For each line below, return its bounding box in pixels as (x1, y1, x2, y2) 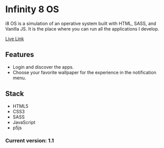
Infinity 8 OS (5, 4, 60, 15)
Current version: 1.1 (5, 137, 54, 144)
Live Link (5, 36, 24, 42)
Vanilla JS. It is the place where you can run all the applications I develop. (5, 25, 159, 32)
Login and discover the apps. (12, 64, 74, 70)
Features (5, 50, 34, 59)
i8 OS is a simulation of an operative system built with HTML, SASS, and (5, 20, 156, 26)
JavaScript (12, 119, 36, 125)
